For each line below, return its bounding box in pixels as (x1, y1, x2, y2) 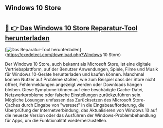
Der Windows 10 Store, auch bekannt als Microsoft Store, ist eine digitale (5, 61, 151, 67)
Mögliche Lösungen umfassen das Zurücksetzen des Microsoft (5, 97, 132, 103)
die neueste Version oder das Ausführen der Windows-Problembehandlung (5, 113, 156, 118)
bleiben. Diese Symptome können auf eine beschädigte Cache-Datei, (5, 87, 144, 92)
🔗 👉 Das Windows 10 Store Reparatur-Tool (5, 24, 138, 32)
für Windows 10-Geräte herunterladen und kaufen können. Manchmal (5, 71, 145, 77)
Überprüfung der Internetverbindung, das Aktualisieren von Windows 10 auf (5, 107, 157, 113)
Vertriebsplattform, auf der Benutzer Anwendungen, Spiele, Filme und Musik (5, 66, 158, 72)
